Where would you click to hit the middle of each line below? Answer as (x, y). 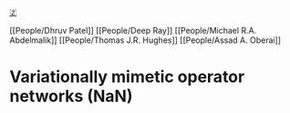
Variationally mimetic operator (127, 77)
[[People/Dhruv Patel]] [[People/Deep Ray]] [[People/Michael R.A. (133, 31)
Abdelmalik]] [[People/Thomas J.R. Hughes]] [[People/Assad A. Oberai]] (145, 40)
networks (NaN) (71, 96)
